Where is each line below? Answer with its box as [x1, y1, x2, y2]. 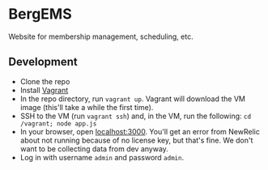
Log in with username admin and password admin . [19, 152, 185, 162]
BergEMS [8, 5, 73, 23]
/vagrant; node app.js [19, 119, 97, 128]
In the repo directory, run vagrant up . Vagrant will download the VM [19, 94, 245, 104]
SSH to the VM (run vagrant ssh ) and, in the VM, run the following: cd [19, 111, 252, 121]
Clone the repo [19, 76, 70, 86]
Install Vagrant [19, 85, 69, 95]
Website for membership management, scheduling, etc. [8, 32, 194, 41]
